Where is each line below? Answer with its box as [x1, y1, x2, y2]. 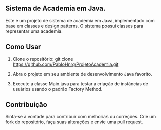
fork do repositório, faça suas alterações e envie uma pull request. [5, 119, 143, 125]
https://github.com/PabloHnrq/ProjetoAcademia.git [12, 61, 119, 67]
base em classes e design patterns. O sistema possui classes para [5, 23, 144, 29]
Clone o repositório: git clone [12, 56, 73, 62]
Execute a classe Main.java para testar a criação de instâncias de [12, 80, 149, 87]
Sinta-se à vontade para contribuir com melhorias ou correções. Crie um [5, 114, 156, 120]
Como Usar [5, 43, 41, 51]
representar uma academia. [5, 28, 63, 34]
